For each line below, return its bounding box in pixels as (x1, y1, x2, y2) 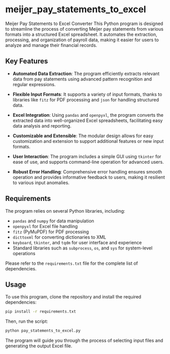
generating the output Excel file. (5, 343, 73, 349)
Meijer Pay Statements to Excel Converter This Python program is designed (5, 20, 163, 27)
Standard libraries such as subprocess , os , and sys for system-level (12, 245, 153, 251)
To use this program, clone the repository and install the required (5, 294, 141, 300)
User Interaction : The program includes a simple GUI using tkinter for (12, 153, 161, 159)
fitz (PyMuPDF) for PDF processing (12, 229, 89, 235)
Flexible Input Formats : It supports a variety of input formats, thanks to (12, 91, 162, 97)
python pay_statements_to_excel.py (5, 328, 81, 334)
